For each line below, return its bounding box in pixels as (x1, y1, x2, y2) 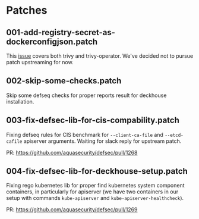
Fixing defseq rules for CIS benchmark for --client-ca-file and (6, 131, 163, 138)
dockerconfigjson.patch (6, 36, 98, 46)
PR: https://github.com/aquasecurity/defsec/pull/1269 (6, 206, 138, 213)
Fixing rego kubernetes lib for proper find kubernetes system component (6, 182, 185, 189)
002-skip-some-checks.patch (6, 76, 122, 86)
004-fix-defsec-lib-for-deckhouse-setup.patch (6, 166, 188, 176)
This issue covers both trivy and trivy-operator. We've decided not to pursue (6, 52, 194, 60)
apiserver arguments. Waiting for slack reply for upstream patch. (23, 137, 182, 145)
